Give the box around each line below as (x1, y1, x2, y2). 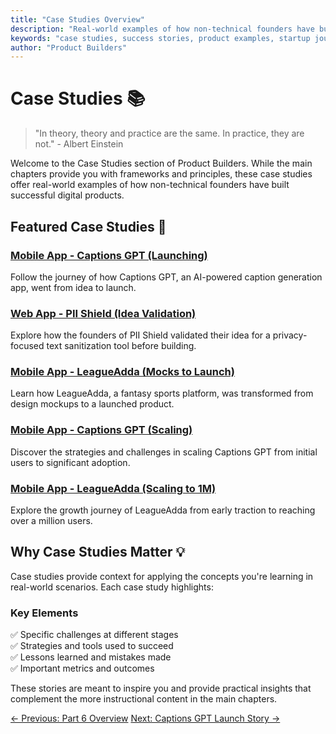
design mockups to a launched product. (10, 398, 175, 410)
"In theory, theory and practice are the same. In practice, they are (34, 127, 305, 140)
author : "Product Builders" (10, 42, 128, 53)
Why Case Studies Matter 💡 (10, 544, 186, 561)
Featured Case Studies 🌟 (10, 218, 167, 235)
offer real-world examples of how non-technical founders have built (10, 179, 290, 191)
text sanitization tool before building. (46, 340, 197, 352)
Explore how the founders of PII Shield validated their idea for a (10, 329, 271, 341)
